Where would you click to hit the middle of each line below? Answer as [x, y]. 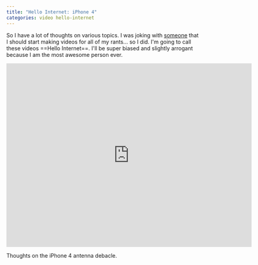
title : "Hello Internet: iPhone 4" [52, 12]
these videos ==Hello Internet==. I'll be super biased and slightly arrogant [100, 48]
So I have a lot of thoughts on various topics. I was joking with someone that [103, 35]
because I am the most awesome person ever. [65, 54]
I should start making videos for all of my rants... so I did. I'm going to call [99, 42]
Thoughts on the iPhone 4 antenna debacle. [62, 255]
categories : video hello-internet [51, 18]
